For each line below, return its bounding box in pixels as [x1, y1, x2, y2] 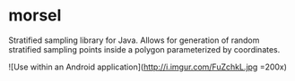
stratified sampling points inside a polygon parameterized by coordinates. [8, 44, 281, 54]
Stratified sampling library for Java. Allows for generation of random [8, 35, 260, 45]
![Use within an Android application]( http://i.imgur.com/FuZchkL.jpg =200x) [8, 61, 288, 72]
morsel [8, 5, 62, 26]
